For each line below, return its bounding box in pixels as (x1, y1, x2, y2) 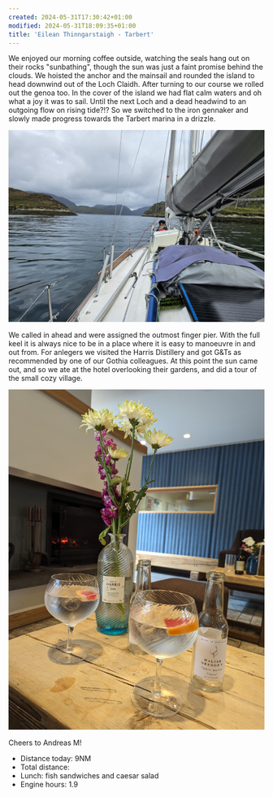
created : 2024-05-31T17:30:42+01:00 (8, 13, 132, 21)
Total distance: (19, 762, 71, 772)
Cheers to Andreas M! (8, 738, 82, 747)
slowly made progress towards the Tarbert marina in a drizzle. (8, 114, 216, 123)
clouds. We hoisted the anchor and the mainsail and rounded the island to (8, 71, 255, 80)
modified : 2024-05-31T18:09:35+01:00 (8, 21, 136, 30)
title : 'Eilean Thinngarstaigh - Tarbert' (8, 30, 154, 38)
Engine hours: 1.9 (19, 779, 79, 789)
